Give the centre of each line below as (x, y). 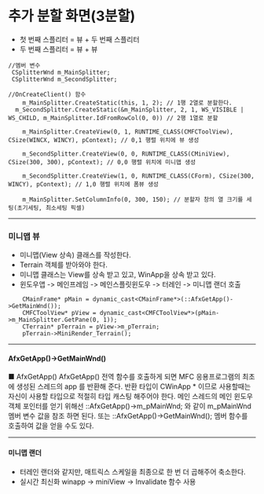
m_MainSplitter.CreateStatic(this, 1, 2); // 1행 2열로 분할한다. (127, 103)
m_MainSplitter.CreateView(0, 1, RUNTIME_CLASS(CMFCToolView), (128, 132)
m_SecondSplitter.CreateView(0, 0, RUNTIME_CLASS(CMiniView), (126, 154)
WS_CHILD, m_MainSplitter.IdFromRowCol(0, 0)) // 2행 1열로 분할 (113, 118)
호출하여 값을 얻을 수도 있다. (51, 426)
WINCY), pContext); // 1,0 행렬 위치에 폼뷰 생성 (84, 184)
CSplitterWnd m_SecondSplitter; (64, 79)
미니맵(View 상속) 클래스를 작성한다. (75, 255)
